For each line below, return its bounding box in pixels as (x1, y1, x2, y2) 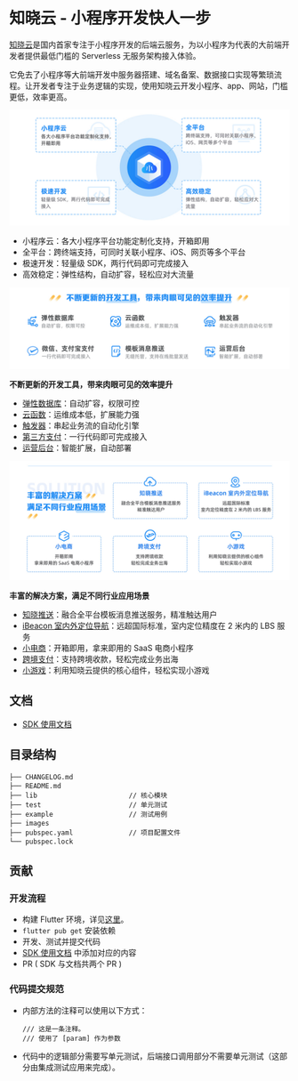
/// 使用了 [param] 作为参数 (21, 1034, 122, 1043)
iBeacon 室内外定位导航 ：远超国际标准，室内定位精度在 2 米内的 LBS (21, 620, 276, 631)
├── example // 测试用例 (9, 810, 167, 819)
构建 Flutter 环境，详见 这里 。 (21, 914, 129, 925)
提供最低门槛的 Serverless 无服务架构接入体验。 (24, 50, 202, 61)
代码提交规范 (9, 983, 65, 996)
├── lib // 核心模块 (9, 791, 167, 800)
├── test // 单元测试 (9, 800, 167, 810)
